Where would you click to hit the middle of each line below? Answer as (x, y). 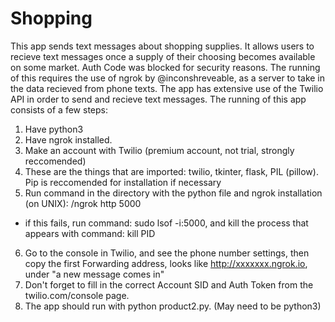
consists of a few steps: (59, 109)
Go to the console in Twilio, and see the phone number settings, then (167, 253)
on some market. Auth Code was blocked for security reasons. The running (165, 67)
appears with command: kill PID (90, 233)
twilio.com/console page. (77, 295)
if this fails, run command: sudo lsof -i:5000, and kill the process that (166, 223)
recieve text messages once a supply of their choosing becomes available (163, 56)
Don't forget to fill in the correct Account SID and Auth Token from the (169, 284)
